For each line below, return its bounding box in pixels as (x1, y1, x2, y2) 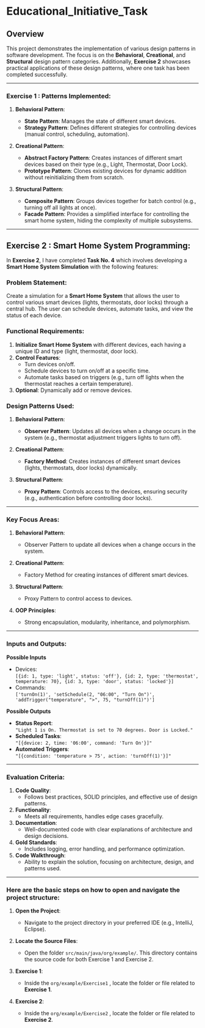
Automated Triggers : (15, 745, 70, 753)
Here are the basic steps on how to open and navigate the (6, 886, 180, 894)
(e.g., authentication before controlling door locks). (24, 494, 153, 501)
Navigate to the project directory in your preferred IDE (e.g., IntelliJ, (24, 919, 194, 926)
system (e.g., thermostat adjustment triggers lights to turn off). (24, 434, 182, 441)
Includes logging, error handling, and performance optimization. (24, 845, 185, 852)
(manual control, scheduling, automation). (24, 130, 129, 138)
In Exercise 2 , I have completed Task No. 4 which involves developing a (6, 257, 187, 264)
